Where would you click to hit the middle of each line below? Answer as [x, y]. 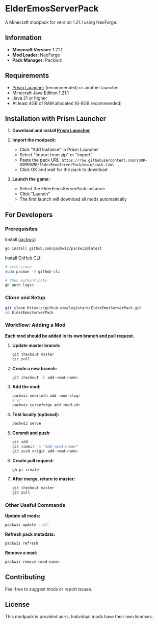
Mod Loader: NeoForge [36, 55]
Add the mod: [26, 387]
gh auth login [20, 285]
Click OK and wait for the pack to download [64, 170]
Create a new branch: [35, 368]
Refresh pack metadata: [30, 534]
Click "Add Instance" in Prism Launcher [59, 150]
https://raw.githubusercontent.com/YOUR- [105, 161]
